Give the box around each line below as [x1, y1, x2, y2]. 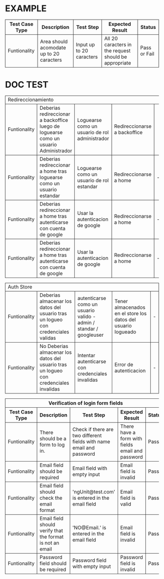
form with [120, 435, 143, 442]
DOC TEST [5, 79, 49, 91]
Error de [114, 361, 133, 368]
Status [140, 23, 156, 30]
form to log [40, 441, 65, 448]
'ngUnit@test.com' [72, 488, 116, 495]
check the [40, 494, 62, 501]
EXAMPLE [5, 3, 47, 14]
